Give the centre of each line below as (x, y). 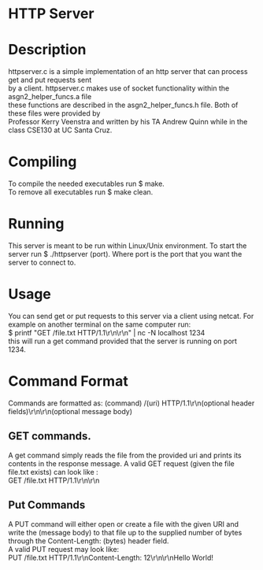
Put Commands (47, 505)
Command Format (68, 381)
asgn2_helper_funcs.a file (50, 97)
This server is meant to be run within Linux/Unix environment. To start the (128, 246)
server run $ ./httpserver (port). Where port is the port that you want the (125, 254)
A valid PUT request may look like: (64, 549)
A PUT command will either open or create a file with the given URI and (123, 524)
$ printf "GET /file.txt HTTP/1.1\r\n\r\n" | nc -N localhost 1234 (107, 332)
